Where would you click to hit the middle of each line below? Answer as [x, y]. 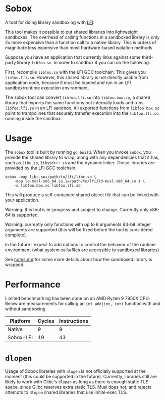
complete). [16, 235]
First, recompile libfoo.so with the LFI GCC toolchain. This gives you [76, 72]
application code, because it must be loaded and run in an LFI [68, 83]
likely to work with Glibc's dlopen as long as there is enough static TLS [77, 382]
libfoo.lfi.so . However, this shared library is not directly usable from [77, 77]
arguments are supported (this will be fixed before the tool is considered [79, 229]
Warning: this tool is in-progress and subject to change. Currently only [77, 209]
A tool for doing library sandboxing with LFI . [50, 22]
